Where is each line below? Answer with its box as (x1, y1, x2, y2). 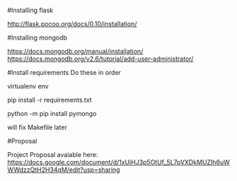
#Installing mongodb (7, 33, 67, 42)
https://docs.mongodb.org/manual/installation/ (7, 47, 144, 55)
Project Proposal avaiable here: (7, 151, 98, 158)
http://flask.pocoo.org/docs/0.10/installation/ (7, 20, 137, 28)
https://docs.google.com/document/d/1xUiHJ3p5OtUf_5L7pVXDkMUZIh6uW (7, 158, 230, 166)
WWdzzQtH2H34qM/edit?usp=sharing (7, 165, 120, 174)
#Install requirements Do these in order (7, 69, 122, 76)
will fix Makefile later (7, 123, 67, 132)
